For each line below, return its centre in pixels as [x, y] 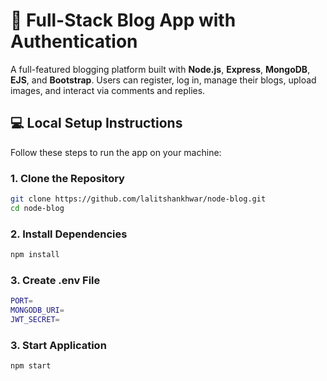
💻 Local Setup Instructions [96, 123]
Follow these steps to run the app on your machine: [116, 152]
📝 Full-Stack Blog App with [123, 20]
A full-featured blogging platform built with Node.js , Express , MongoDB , [160, 69]
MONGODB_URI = [37, 310]
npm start [31, 366]
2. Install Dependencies [69, 234]
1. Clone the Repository [67, 178]
